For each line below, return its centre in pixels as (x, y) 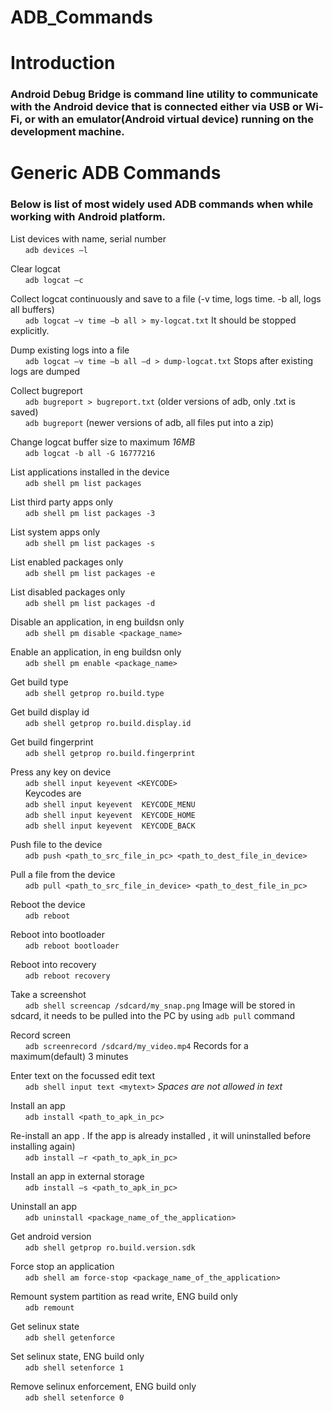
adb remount (49, 1307)
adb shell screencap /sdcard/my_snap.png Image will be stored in (160, 1005)
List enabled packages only (67, 562)
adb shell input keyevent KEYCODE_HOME (110, 815)
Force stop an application (62, 1266)
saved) (24, 412)
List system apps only (55, 532)
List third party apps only (62, 502)
